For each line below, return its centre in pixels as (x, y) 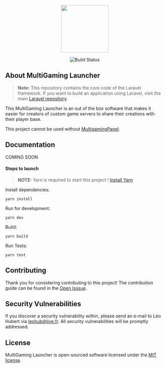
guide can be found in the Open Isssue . (46, 288)
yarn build (17, 236)
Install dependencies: (27, 189)
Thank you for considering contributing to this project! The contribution (79, 282)
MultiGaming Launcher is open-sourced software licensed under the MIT (81, 355)
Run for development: (28, 208)
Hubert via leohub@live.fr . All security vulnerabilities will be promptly (77, 321)
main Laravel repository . (43, 98)
